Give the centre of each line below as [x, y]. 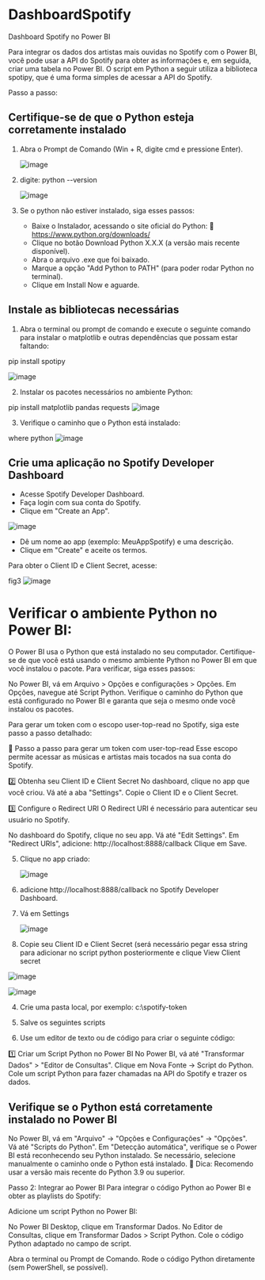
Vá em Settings [44, 914]
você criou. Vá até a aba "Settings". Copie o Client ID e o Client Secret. [123, 793]
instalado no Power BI [62, 1119]
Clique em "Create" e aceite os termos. [83, 550]
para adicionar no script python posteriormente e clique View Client [130, 952]
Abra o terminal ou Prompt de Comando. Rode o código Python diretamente [132, 1259]
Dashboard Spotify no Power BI [59, 36]
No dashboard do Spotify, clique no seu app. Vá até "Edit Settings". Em [124, 835]
